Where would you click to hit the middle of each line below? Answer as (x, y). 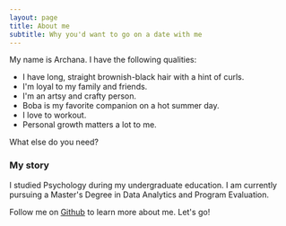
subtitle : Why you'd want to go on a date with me (106, 34)
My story (29, 165)
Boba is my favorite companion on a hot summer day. (121, 106)
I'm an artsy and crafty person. (79, 96)
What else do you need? (54, 142)
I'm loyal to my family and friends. (85, 87)
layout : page (34, 17)
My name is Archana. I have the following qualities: (103, 60)
